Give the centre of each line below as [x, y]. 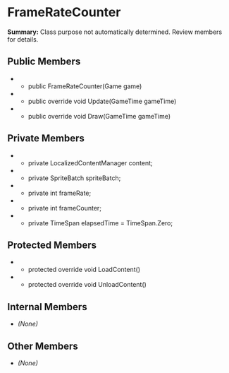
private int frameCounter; [65, 208]
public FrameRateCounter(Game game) [85, 86]
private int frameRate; [60, 193]
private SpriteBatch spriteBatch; [74, 178]
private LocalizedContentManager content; [90, 162]
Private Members [46, 138]
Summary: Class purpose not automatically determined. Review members [115, 32]
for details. [23, 39]
